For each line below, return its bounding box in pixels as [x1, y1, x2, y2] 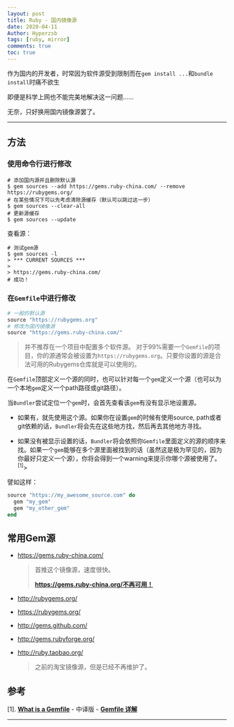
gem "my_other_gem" [13, 504, 70, 511]
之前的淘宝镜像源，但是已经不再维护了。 [34, 663, 151, 671]
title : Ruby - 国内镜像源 [7, 17, 77, 24]
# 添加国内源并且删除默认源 [7, 177, 77, 183]
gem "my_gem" [13, 498, 52, 505]
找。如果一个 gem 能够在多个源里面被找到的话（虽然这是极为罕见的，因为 [17, 446, 223, 454]
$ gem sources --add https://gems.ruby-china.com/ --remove [7, 183, 186, 190]
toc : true [7, 50, 36, 57]
